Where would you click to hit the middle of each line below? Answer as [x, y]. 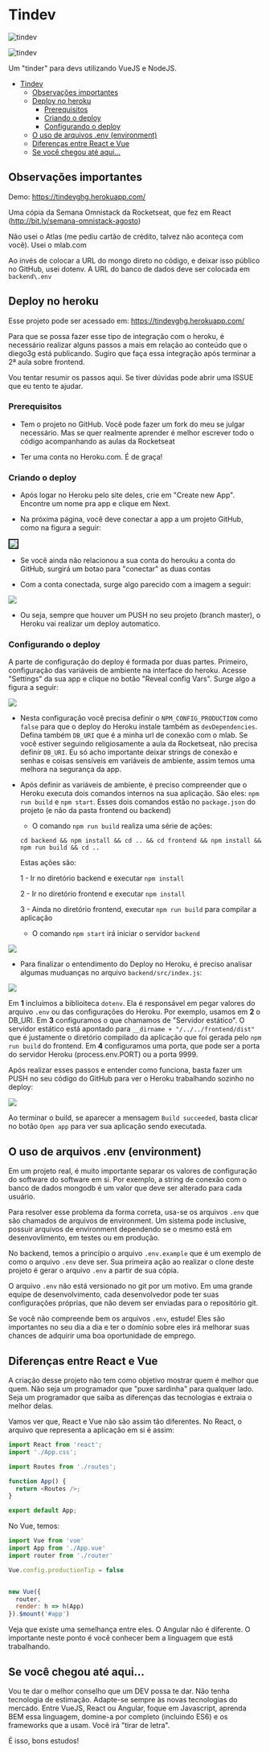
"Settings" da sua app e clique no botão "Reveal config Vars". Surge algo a [132, 679]
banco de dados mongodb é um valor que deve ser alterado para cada [125, 1188]
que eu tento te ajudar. [45, 386]
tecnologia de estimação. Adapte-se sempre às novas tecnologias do [123, 1700]
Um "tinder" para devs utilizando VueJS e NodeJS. [92, 68]
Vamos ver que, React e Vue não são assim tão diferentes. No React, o [125, 1422]
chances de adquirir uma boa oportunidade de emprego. [102, 1336]
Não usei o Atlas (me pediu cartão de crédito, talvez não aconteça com [126, 236]
